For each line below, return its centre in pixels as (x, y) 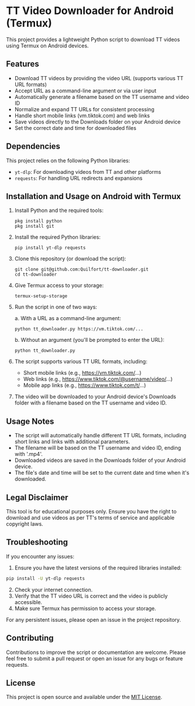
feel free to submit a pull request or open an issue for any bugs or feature (95, 658)
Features (23, 64)
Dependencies (33, 147)
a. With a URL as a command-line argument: (68, 318)
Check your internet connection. (54, 590)
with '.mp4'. (28, 454)
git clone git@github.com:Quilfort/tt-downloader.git (81, 270)
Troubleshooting (37, 542)
